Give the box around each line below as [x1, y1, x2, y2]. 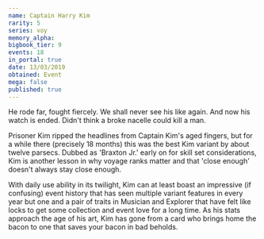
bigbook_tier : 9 [8, 41, 62, 49]
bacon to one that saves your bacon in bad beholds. [8, 222, 178, 232]
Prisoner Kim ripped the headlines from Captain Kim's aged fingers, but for [8, 131, 254, 141]
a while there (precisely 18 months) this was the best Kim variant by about [8, 140, 250, 149]
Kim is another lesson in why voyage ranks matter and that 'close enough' [8, 156, 250, 166]
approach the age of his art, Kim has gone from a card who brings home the [8, 214, 257, 223]
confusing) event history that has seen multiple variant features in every [8, 188, 243, 199]
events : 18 [8, 48, 44, 56]
